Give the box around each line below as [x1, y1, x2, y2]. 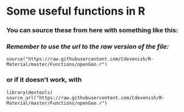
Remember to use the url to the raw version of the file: [6, 43, 169, 51]
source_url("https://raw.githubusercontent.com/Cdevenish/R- [6, 94, 165, 101]
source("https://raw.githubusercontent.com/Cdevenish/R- [6, 56, 154, 62]
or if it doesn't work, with [6, 75, 82, 84]
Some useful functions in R [6, 4, 146, 18]
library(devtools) [6, 89, 53, 96]
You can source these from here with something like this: [6, 26, 179, 35]
